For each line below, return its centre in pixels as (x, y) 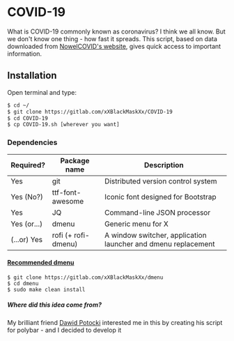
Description (164, 165)
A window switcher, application (155, 235)
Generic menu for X (136, 224)
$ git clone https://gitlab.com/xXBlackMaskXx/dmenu (85, 277)
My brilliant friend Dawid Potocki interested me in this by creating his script (115, 322)
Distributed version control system (161, 181)
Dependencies (32, 142)
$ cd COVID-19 (28, 118)
